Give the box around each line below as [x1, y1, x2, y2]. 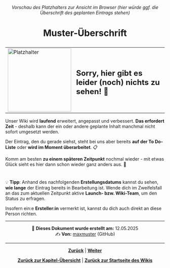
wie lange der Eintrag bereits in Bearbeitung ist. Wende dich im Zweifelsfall [5, 185, 162, 191]
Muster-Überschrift [42, 27, 127, 39]
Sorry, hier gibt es [76, 68, 143, 78]
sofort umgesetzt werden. [5, 129, 60, 135]
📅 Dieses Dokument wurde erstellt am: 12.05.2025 [31, 225, 139, 232]
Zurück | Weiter [68, 248, 102, 254]
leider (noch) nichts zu [76, 77, 160, 87]
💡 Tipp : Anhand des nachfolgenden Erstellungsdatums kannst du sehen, [5, 179, 158, 185]
